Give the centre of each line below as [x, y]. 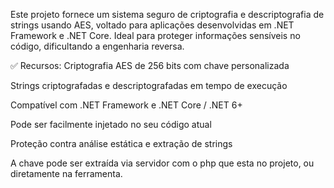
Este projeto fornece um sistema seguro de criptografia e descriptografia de [167, 14]
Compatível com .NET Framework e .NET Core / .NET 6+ [126, 105]
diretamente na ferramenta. [66, 173]
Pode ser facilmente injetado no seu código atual [111, 124]
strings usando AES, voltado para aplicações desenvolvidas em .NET [152, 25]
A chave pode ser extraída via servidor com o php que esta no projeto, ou [162, 163]
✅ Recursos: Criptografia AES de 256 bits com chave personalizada [150, 65]
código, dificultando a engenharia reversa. [97, 46]
